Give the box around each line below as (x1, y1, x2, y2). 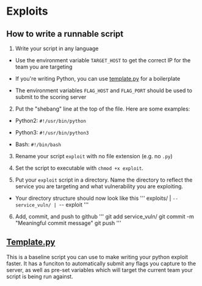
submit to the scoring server (15, 94, 87, 100)
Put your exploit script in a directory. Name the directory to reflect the (15, 176, 193, 183)
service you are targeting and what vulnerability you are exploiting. (15, 183, 184, 190)
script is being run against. (6, 273, 73, 280)
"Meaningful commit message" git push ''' (15, 219, 121, 227)
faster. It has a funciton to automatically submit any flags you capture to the (6, 260, 197, 267)
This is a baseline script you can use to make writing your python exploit (6, 253, 188, 260)
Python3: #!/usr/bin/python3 (15, 129, 89, 136)
